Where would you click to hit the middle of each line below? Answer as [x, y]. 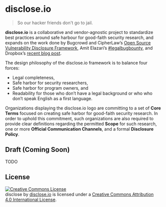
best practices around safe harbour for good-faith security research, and [80, 37]
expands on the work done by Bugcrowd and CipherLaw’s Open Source [78, 42]
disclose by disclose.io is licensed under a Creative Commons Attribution [80, 194]
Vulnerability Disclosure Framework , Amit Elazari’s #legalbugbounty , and [79, 48]
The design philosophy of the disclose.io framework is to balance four [76, 63]
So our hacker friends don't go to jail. [55, 23]
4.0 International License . [31, 199]
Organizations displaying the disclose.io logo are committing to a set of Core [83, 108]
